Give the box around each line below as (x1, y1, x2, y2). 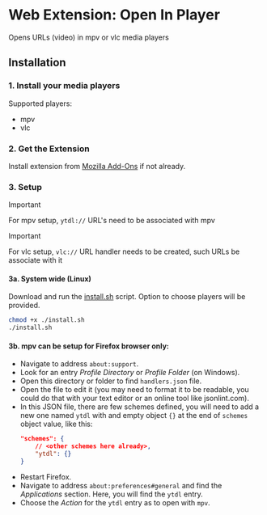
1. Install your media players (8, 80, 121, 91)
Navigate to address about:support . (19, 359, 139, 369)
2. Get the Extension (8, 143, 91, 154)
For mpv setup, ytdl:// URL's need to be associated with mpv (8, 216, 216, 226)
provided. (8, 301, 40, 310)
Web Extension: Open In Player (8, 6, 221, 24)
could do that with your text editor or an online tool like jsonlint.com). (19, 394, 249, 403)
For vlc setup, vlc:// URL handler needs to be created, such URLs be (8, 247, 240, 256)
